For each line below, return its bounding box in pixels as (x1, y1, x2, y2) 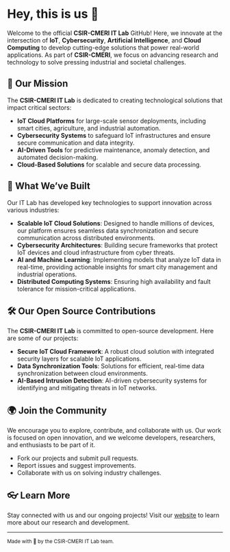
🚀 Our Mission (7, 78, 68, 90)
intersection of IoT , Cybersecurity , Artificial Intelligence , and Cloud (7, 36, 202, 44)
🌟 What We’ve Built (7, 180, 90, 192)
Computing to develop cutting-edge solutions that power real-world (7, 43, 200, 51)
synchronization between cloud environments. (16, 370, 149, 378)
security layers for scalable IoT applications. (16, 355, 142, 363)
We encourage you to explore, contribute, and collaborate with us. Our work (7, 427, 222, 435)
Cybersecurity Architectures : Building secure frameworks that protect (16, 241, 218, 249)
